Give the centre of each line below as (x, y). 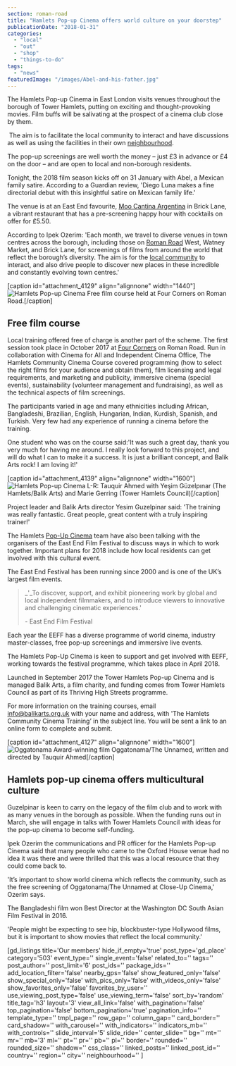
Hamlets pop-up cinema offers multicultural (106, 779)
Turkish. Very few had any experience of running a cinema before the (108, 421)
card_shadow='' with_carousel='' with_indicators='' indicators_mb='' (107, 1025)
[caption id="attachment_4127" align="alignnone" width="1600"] (101, 742)
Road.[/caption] (30, 301)
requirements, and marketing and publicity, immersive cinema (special (109, 378)
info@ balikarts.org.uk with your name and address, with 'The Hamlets (108, 714)
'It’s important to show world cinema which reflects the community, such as (117, 879)
